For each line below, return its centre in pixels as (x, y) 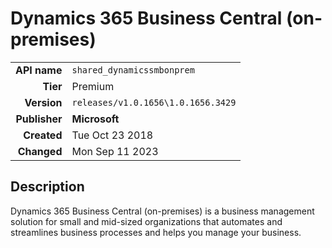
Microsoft (95, 119)
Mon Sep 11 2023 (115, 151)
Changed (40, 151)
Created (43, 135)
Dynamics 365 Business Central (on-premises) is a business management (162, 211)
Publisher (39, 119)
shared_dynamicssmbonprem (133, 70)
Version (43, 102)
